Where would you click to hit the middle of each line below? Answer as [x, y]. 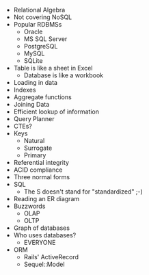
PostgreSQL [41, 46]
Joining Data [31, 104]
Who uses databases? [45, 235]
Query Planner [34, 119]
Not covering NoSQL [43, 17]
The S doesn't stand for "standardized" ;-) [83, 192]
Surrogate [38, 148]
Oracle [33, 31]
